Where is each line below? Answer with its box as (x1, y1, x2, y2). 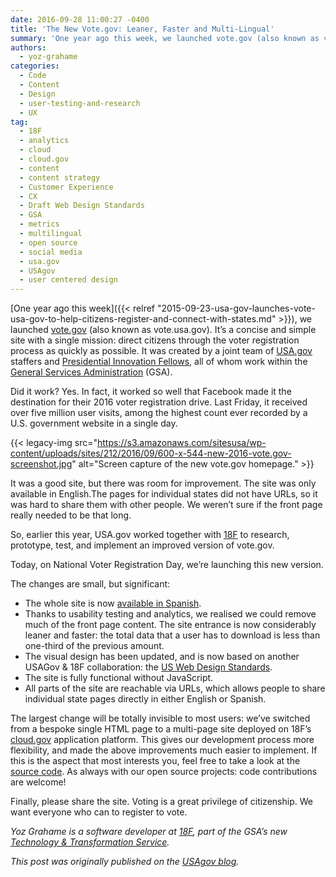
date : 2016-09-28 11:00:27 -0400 (10, 14, 150, 25)
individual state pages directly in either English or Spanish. (24, 693, 267, 705)
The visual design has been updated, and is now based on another (24, 651, 300, 663)
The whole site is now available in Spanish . (24, 597, 202, 610)
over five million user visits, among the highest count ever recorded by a (10, 407, 308, 419)
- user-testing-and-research (19, 98, 141, 108)
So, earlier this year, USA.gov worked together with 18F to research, (10, 529, 290, 541)
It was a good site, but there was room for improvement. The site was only (10, 477, 317, 490)
